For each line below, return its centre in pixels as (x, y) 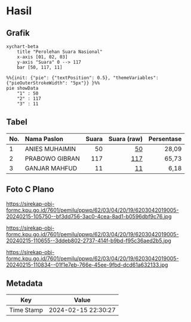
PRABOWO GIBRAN (52, 158)
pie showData (22, 88)
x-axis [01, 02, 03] (42, 57)
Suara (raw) (126, 139)
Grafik (18, 33)
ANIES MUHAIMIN (50, 149)
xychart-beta (22, 46)
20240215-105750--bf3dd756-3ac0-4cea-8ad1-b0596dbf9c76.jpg (89, 216)
